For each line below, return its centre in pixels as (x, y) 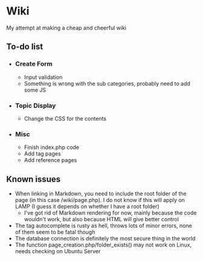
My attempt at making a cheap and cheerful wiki (66, 28)
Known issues (34, 179)
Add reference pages (50, 160)
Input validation (43, 77)
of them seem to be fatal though (55, 232)
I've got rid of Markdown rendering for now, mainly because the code (110, 213)
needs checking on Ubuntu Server (58, 251)
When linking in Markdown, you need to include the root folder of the (101, 193)
